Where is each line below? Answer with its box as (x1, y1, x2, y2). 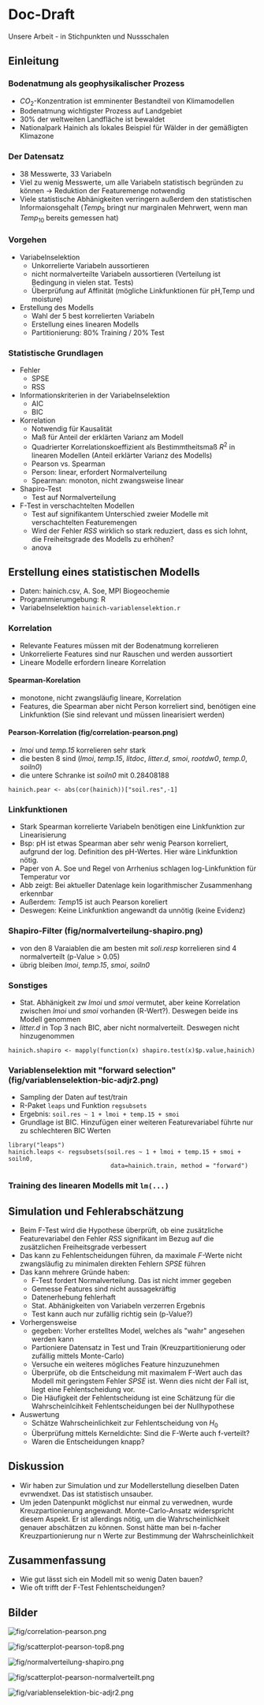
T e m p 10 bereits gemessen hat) (19, 213, 119, 224)
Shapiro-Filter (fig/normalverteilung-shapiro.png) (8, 925, 203, 936)
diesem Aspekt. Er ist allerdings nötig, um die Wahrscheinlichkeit (19, 1514, 230, 1524)
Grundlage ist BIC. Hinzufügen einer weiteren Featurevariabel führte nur (19, 1117, 254, 1127)
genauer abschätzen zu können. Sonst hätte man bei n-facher (19, 1522, 221, 1532)
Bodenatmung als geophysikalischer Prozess (8, 78, 185, 89)
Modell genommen (19, 1014, 81, 1024)
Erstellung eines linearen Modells (31, 319, 139, 329)
